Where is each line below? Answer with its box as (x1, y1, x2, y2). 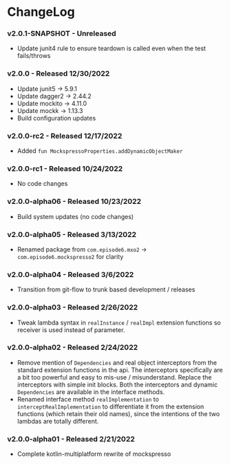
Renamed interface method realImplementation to (17, 395, 160, 403)
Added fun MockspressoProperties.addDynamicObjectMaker (17, 147, 183, 155)
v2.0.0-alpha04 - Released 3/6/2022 (7, 269, 134, 279)
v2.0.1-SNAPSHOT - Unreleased (7, 29, 116, 39)
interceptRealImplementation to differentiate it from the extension (17, 402, 205, 411)
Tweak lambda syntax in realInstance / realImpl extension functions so (17, 318, 222, 327)
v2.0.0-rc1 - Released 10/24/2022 (7, 164, 123, 173)
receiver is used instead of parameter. (17, 325, 125, 334)
